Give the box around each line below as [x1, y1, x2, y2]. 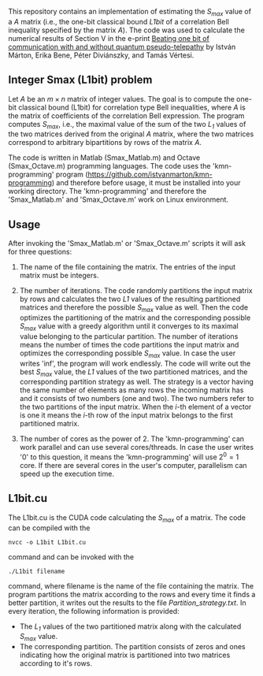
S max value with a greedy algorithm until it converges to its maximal [19, 321, 239, 332]
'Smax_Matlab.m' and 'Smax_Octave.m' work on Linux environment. [8, 195, 229, 204]
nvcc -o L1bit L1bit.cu [8, 538, 87, 546]
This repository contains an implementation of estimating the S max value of [8, 7, 252, 18]
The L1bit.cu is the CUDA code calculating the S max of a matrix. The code [8, 512, 246, 524]
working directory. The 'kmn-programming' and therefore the [8, 187, 207, 196]
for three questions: [8, 247, 72, 257]
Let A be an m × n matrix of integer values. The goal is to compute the [8, 94, 235, 103]
